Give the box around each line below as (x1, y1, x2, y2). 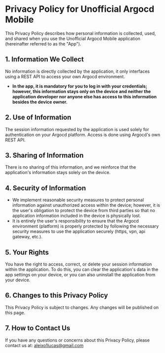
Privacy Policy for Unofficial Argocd (5, 3, 155, 15)
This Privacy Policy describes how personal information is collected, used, (5, 30, 156, 36)
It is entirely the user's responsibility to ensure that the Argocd (12, 218, 139, 224)
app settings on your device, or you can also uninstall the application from (5, 272, 156, 277)
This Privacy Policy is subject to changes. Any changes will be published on (5, 304, 159, 310)
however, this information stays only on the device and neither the (12, 88, 151, 94)
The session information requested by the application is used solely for (5, 126, 149, 132)
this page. (5, 309, 26, 315)
